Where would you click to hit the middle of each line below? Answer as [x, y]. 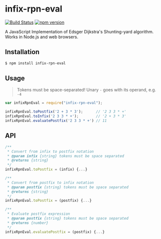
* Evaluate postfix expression [38, 214]
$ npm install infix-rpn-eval [36, 63]
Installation [22, 52]
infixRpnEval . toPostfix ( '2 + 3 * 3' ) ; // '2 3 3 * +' [66, 112]
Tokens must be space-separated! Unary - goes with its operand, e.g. [86, 90]
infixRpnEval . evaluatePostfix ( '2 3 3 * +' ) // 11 [56, 121]
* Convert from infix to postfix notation [51, 151]
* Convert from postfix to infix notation [51, 182]
